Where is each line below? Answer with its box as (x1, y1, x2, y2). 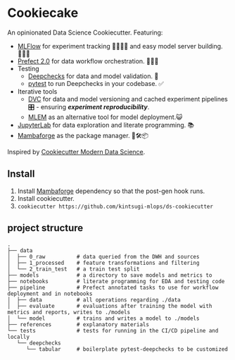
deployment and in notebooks (7, 290, 93, 297)
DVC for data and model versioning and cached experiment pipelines (27, 94, 228, 103)
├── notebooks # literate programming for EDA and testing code (7, 278, 225, 285)
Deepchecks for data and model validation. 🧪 (27, 72, 159, 80)
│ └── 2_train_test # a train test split (7, 266, 140, 273)
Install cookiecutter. (17, 194, 75, 202)
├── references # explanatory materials (7, 321, 150, 328)
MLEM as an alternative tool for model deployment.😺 (27, 113, 183, 121)
